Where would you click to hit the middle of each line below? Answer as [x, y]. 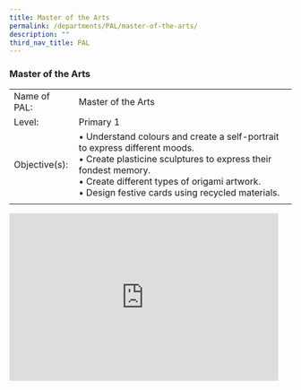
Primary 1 [99, 122]
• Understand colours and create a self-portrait [179, 136]
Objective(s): [41, 164]
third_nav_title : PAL [50, 43]
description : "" [39, 34]
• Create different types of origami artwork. [170, 181]
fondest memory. [114, 169]
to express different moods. [137, 147]
